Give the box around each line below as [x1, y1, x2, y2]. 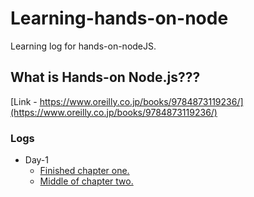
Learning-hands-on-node [10, 7, 229, 30]
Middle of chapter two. [39, 175, 134, 187]
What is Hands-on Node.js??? [10, 69, 201, 86]
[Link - [10, 95, 38, 107]
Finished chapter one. [39, 165, 130, 177]
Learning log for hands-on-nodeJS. [10, 40, 157, 52]
